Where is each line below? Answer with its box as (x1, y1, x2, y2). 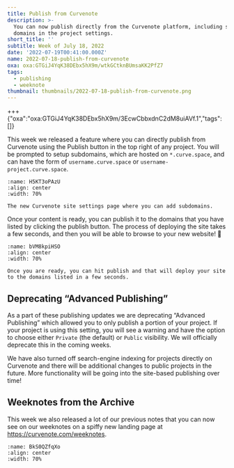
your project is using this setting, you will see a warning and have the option (7, 325, 225, 334)
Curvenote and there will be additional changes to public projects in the (7, 361, 212, 370)
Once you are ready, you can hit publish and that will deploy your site (7, 267, 226, 275)
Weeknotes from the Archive (7, 396, 134, 408)
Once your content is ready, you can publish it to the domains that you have (7, 215, 224, 224)
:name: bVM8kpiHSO (7, 243, 61, 251)
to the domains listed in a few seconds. (7, 274, 130, 281)
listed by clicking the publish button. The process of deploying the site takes (7, 222, 226, 231)
